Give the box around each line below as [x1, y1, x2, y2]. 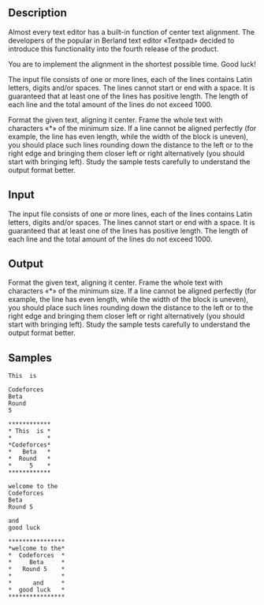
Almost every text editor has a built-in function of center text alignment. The [8, 27, 255, 36]
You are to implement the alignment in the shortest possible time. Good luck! [8, 59, 256, 69]
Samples [8, 351, 53, 364]
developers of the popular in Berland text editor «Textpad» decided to [8, 35, 235, 45]
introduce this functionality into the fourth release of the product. [8, 43, 219, 54]
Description [8, 6, 67, 20]
